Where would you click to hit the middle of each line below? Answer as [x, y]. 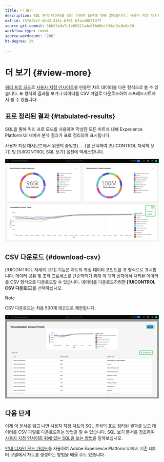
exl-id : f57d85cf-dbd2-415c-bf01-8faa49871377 [53, 21]
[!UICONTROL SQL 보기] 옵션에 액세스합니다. [61, 152]
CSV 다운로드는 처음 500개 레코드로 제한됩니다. [51, 308]
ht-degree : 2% [20, 42]
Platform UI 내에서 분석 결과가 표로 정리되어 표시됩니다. [58, 135]
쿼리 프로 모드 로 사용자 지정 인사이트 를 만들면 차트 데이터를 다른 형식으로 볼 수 [79, 87]
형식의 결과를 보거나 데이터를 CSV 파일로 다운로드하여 [76, 93]
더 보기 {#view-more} [48, 73]
